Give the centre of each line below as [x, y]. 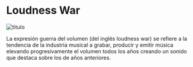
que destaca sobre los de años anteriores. [59, 57]
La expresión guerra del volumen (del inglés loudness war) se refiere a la [97, 38]
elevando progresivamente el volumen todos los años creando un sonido [96, 51]
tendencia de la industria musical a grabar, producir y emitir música [90, 45]
